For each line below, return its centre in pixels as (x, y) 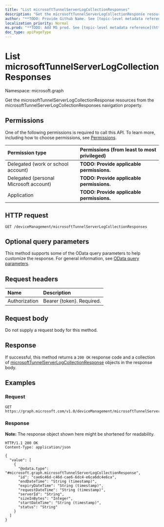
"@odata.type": (33, 468)
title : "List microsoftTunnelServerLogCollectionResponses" (68, 10)
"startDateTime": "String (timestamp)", (60, 503)
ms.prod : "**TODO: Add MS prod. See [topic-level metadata (66, 28)
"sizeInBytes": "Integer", (45, 498)
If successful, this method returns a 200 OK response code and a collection (80, 357)
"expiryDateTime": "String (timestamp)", (61, 486)
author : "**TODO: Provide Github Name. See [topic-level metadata (74, 19)
